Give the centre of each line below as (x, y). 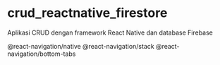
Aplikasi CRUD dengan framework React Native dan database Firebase (110, 32)
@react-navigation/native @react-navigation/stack (81, 46)
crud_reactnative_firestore (87, 13)
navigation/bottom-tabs (42, 54)
